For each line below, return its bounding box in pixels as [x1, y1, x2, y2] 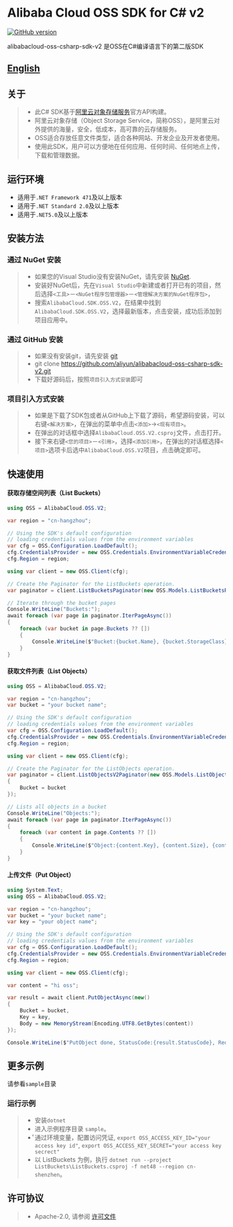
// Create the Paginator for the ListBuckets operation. [7, 581, 175, 587]
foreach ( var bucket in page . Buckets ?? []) [19, 626, 150, 633]
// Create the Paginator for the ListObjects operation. [7, 765, 175, 772]
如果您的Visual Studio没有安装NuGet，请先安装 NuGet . [34, 272, 191, 280]
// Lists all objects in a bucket [7, 803, 107, 810]
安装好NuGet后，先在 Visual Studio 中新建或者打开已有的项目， [34, 281, 215, 289]
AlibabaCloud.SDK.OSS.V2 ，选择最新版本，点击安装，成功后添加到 [34, 307, 222, 315]
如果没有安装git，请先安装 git [34, 352, 118, 360]
